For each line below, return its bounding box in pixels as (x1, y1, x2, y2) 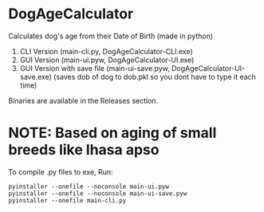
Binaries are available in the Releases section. (8, 96, 159, 105)
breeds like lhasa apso (8, 141, 160, 159)
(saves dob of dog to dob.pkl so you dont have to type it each (53, 72, 257, 81)
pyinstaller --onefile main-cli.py (8, 196, 127, 204)
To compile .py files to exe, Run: (8, 167, 113, 176)
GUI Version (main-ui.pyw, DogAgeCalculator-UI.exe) (19, 55, 195, 65)
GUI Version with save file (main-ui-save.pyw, (19, 63, 170, 73)
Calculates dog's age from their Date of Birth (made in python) (8, 31, 214, 41)
